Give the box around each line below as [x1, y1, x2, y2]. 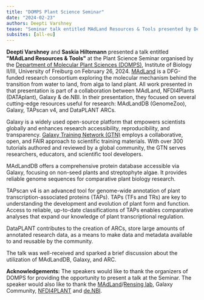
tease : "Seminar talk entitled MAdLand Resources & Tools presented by [6, 26, 191, 32]
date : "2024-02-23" [6, 15, 56, 21]
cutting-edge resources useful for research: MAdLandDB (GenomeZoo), [6, 100, 187, 107]
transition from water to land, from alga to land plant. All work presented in [6, 80, 192, 88]
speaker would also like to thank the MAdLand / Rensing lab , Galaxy [6, 281, 173, 288]
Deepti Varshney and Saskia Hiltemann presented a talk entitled [6, 48, 169, 55]
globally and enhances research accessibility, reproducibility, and [6, 125, 170, 132]
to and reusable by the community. [6, 238, 93, 245]
